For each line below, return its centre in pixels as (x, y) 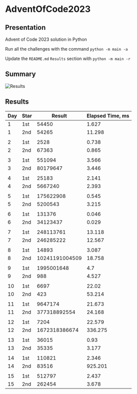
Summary (21, 74)
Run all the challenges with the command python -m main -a (67, 49)
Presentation (25, 28)
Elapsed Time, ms (108, 116)
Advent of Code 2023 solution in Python (46, 39)
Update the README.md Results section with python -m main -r (68, 59)
